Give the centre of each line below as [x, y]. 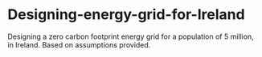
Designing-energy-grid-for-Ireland [127, 15]
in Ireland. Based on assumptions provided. [79, 44]
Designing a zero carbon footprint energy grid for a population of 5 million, [131, 36]
